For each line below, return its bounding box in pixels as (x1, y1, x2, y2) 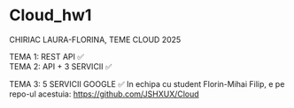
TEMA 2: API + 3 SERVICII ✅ (9, 61, 112, 71)
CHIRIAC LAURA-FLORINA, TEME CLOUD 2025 (9, 34, 182, 45)
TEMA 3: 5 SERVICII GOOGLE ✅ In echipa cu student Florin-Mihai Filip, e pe (9, 78, 285, 89)
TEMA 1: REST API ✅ (9, 51, 84, 61)
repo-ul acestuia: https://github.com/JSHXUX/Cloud (9, 89, 199, 99)
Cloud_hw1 (9, 5, 92, 25)
